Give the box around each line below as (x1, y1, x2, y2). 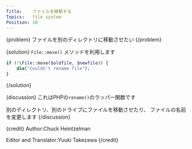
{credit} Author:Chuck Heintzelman (6, 125, 91, 132)
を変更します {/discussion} (6, 113, 71, 120)
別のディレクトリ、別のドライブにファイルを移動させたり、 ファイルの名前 (6, 106, 186, 113)
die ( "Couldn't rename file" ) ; (16, 65, 91, 72)
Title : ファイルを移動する (6, 8, 72, 15)
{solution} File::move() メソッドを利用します (6, 48, 115, 56)
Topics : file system (6, 14, 61, 20)
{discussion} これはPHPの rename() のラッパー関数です (6, 94, 136, 101)
